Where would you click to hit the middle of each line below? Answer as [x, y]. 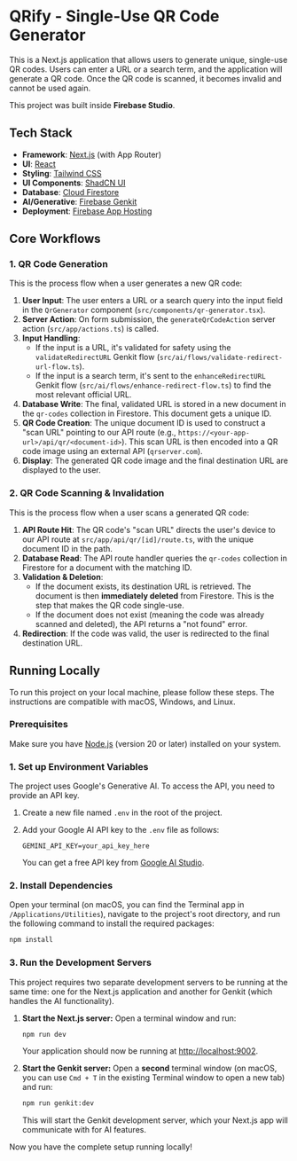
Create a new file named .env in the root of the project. [122, 812]
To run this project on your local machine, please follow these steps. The [142, 692]
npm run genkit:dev [58, 1103]
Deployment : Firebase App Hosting [87, 211]
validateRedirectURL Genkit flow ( [98, 357]
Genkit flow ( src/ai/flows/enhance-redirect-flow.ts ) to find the [153, 385]
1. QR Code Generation [59, 264]
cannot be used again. [50, 88]
